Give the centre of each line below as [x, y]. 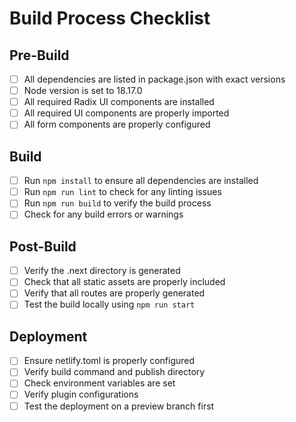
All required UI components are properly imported [126, 113]
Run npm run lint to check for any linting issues [122, 192]
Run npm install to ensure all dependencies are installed [141, 181]
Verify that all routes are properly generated [114, 293]
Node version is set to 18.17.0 [83, 91]
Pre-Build [39, 55]
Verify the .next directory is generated [102, 271]
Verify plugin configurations [81, 394]
